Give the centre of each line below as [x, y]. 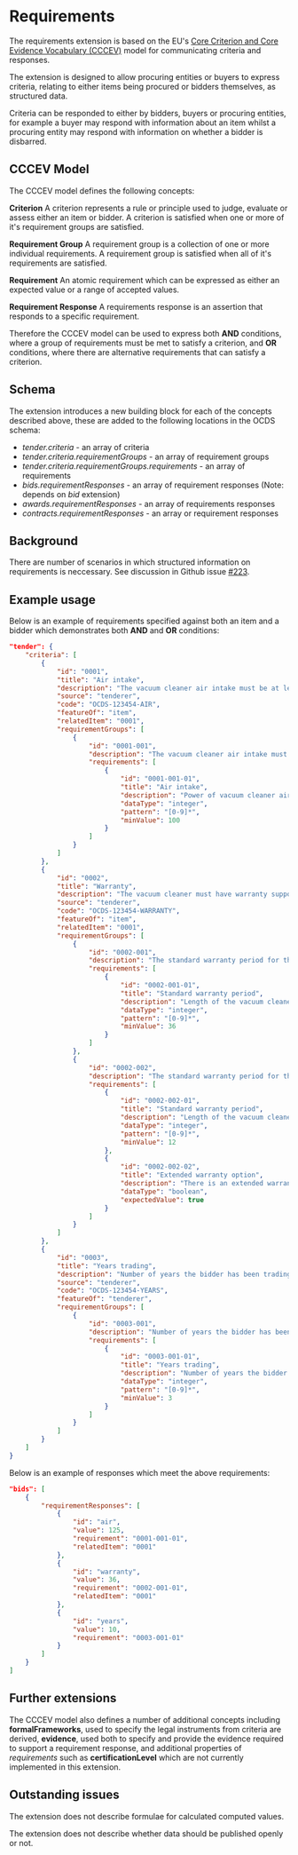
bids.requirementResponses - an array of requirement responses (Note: [153, 485]
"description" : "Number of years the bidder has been [158, 1274]
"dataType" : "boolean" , [164, 1192]
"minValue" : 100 [150, 820]
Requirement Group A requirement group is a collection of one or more [140, 244]
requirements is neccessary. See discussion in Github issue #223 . [129, 572]
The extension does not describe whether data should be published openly [146, 1833]
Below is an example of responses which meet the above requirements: [140, 1472]
